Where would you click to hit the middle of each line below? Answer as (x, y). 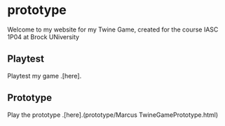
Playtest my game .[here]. (45, 76)
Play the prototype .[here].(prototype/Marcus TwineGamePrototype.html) (113, 115)
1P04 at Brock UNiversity (43, 36)
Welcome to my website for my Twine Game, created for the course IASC (113, 29)
